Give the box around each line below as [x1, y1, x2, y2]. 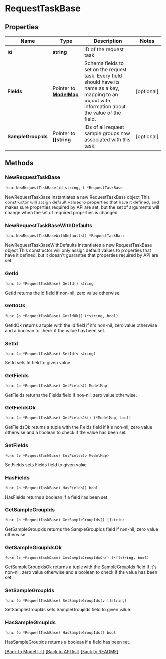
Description [93, 38, 122, 44]
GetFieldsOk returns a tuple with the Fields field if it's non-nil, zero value [5, 424, 152, 430]
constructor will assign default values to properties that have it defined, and [5, 199, 159, 205]
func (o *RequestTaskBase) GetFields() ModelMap [5, 383, 107, 389]
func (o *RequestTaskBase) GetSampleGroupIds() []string [5, 518, 125, 523]
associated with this [84, 136, 131, 143]
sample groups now [84, 130, 130, 137]
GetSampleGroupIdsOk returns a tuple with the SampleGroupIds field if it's [5, 564, 157, 570]
